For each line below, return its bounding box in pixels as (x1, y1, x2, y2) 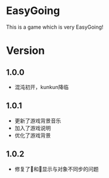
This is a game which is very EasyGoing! (6, 23, 104, 30)
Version (6, 44, 45, 57)
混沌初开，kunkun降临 (14, 83, 69, 90)
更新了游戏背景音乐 (14, 117, 62, 124)
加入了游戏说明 (14, 124, 51, 131)
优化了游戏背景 (14, 132, 51, 139)
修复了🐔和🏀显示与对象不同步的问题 (14, 165, 99, 172)
